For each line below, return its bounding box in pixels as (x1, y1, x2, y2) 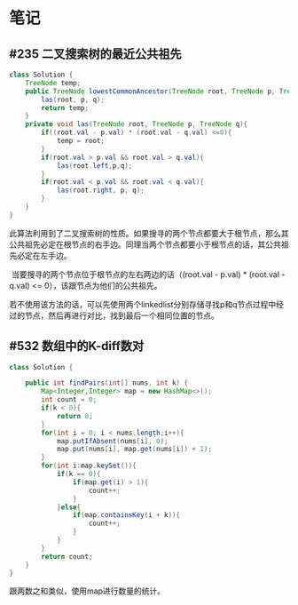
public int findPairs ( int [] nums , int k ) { (25, 378, 189, 387)
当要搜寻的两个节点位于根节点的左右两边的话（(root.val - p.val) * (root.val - (11, 268, 286, 280)
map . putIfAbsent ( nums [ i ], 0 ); (56, 436, 169, 445)
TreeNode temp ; (25, 78, 82, 87)
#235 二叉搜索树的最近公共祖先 (9, 46, 182, 61)
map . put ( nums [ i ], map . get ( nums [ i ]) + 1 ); (56, 445, 213, 454)
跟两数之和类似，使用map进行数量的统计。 (9, 585, 166, 596)
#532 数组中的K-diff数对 (9, 338, 145, 354)
